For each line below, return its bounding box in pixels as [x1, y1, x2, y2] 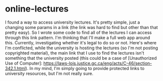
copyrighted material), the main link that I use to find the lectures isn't [5, 50, 145, 56]
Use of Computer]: [5, 60, 43, 66]
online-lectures [5, 3, 69, 14]
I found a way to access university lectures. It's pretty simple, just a [5, 19, 140, 25]
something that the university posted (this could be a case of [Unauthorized [5, 55, 157, 61]
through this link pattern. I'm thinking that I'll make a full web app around [5, 35, 150, 40]
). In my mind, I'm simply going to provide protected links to [25, 65, 145, 71]
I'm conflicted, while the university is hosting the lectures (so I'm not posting [5, 45, 158, 51]
